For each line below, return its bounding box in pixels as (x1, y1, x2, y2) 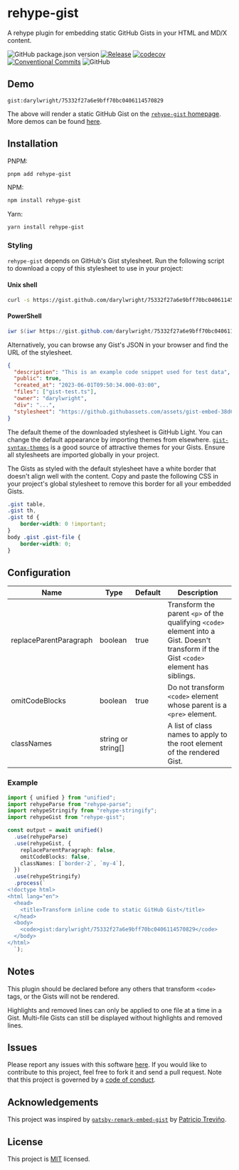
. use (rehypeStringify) (14, 873, 81, 880)
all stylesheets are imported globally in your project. (7, 450, 160, 459)
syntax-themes (7, 444, 50, 451)
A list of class (167, 721, 213, 731)
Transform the (167, 600, 216, 610)
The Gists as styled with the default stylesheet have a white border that (7, 464, 216, 473)
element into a (167, 627, 216, 637)
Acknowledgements (7, 1096, 99, 1108)
